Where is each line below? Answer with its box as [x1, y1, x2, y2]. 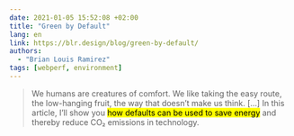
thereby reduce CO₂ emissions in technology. [31, 116, 200, 127]
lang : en [9, 30, 42, 39]
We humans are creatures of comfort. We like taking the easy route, [31, 87, 282, 99]
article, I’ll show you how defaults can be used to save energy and [31, 107, 277, 118]
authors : [9, 47, 42, 56]
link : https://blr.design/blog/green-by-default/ [9, 38, 200, 48]
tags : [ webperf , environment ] [9, 64, 123, 73]
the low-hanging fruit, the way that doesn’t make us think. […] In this [31, 97, 285, 108]
